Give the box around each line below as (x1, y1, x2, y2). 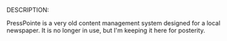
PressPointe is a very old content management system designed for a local (6, 19, 221, 27)
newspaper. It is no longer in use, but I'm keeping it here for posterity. (6, 27, 205, 34)
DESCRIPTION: (6, 6, 49, 14)
